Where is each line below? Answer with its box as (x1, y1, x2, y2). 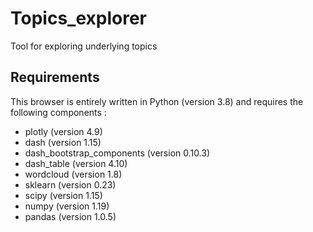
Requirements (10, 69, 100, 86)
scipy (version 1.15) (24, 189, 103, 201)
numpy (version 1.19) (24, 200, 110, 212)
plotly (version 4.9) (24, 125, 103, 137)
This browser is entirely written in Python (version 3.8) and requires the (10, 95, 304, 107)
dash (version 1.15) (24, 136, 102, 148)
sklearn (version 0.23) (24, 178, 117, 191)
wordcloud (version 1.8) (24, 168, 123, 180)
